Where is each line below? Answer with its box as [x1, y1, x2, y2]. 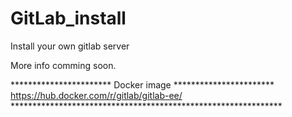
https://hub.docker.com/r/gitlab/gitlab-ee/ [10, 89, 183, 101]
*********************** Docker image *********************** [10, 78, 275, 91]
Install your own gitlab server [10, 40, 130, 52]
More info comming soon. [10, 59, 117, 71]
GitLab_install [10, 7, 127, 30]
